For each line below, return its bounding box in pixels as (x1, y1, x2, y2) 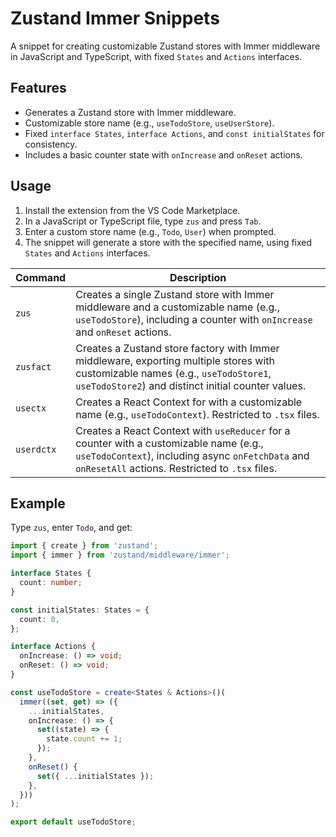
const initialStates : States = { (10, 605, 150, 615)
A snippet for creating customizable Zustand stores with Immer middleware (10, 40, 321, 52)
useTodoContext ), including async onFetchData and (75, 448, 310, 462)
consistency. (24, 138, 78, 150)
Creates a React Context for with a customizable (75, 395, 303, 409)
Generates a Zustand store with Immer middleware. (24, 106, 237, 118)
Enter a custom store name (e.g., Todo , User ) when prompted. (24, 225, 277, 237)
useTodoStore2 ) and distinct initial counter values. (75, 378, 307, 392)
